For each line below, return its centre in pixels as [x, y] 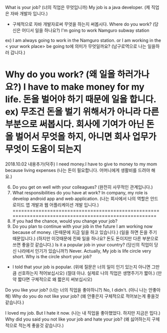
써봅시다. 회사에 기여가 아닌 [92, 124]
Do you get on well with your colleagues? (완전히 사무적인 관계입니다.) [83, 187]
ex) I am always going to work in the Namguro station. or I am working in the [83, 40]
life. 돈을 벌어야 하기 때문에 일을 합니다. [81, 99]
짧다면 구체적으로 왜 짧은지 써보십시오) [55, 279]
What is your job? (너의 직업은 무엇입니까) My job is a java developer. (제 [78, 7]
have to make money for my [86, 87]
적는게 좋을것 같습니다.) [41, 325]
